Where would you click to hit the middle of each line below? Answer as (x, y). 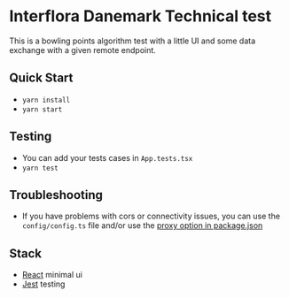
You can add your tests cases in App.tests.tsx (107, 157)
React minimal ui (52, 275)
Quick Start (41, 78)
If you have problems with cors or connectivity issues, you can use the (151, 216)
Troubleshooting (56, 195)
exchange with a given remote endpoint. (83, 50)
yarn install (46, 100)
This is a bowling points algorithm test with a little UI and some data (133, 41)
